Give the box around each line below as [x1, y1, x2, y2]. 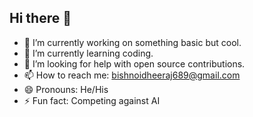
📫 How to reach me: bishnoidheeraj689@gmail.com [23, 69, 241, 81]
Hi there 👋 [9, 10, 72, 27]
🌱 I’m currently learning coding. [23, 47, 154, 59]
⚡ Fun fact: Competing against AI [23, 94, 161, 106]
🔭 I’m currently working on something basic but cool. [23, 36, 242, 48]
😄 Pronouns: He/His [23, 83, 109, 95]
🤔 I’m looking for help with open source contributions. [23, 57, 246, 70]
